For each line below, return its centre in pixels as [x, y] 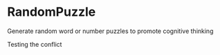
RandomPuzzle [52, 12]
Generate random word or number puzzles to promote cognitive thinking [110, 31]
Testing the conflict [35, 44]
